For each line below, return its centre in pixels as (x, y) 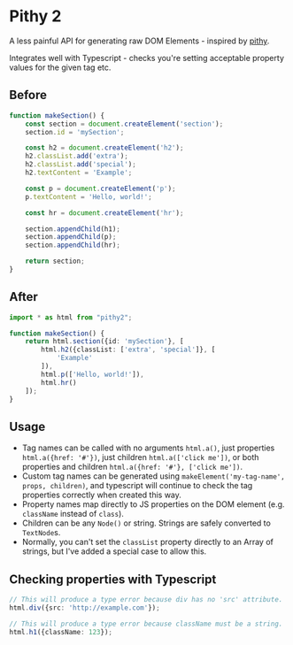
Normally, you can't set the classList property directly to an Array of (148, 542)
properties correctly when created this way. (101, 495)
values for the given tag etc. (60, 67)
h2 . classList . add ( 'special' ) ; (81, 165)
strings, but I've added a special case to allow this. (114, 551)
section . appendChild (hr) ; (73, 245)
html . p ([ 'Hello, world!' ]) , (93, 374)
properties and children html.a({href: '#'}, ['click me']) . (132, 467)
